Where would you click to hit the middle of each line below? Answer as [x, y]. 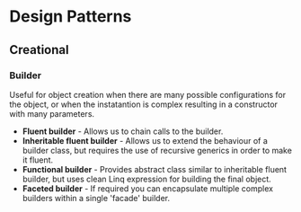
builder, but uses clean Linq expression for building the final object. [146, 179]
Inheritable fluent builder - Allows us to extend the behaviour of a [145, 140]
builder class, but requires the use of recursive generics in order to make [157, 150]
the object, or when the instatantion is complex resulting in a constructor [144, 104]
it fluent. [38, 160]
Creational [39, 50]
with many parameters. [52, 113]
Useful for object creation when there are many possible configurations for [148, 94]
